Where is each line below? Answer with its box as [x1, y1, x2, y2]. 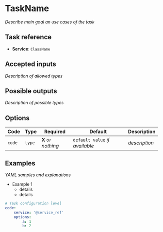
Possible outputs [5, 87, 57, 95]
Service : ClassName [12, 46, 50, 51]
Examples [5, 159, 35, 167]
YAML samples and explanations [5, 172, 71, 178]
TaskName [5, 3, 49, 14]
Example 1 [12, 182, 33, 187]
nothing [41, 143, 59, 149]
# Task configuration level [5, 201, 62, 206]
